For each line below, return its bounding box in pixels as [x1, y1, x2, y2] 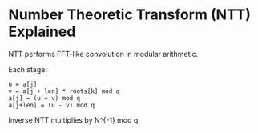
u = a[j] [8, 80, 38, 88]
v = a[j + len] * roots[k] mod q [8, 87, 120, 95]
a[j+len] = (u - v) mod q [8, 101, 95, 109]
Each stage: [8, 64, 48, 74]
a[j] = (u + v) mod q [8, 94, 81, 102]
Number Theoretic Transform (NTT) [8, 6, 251, 24]
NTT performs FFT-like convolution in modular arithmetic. [8, 49, 199, 58]
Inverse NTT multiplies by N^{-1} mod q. [8, 115, 140, 125]
